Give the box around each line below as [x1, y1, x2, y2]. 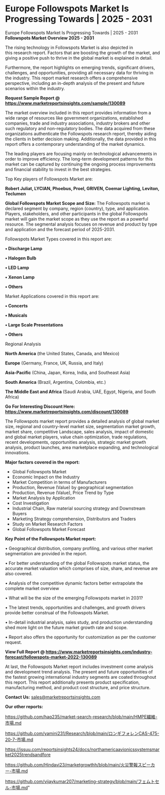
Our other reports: [5, 703, 43, 709]
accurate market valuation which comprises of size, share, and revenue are [5, 565, 158, 571]
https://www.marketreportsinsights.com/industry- [45, 649, 153, 655]
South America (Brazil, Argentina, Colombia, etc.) [5, 379, 106, 385]
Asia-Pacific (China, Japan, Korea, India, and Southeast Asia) [5, 369, 131, 375]
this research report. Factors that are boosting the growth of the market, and [5, 50, 160, 56]
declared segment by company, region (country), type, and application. [5, 205, 150, 211]
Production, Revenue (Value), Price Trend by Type [12, 490, 114, 496]
